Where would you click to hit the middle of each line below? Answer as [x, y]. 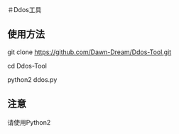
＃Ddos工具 [25, 10]
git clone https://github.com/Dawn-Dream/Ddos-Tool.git [89, 52]
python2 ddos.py [32, 79]
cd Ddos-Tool [27, 66]
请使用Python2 [29, 122]
